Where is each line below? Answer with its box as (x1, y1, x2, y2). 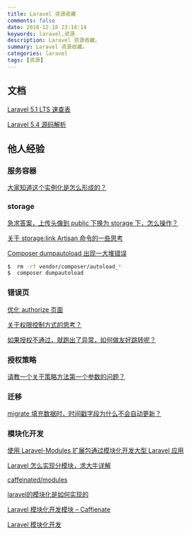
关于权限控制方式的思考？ (7, 320, 82, 329)
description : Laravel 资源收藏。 (7, 37, 100, 44)
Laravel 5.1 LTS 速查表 (7, 104, 71, 114)
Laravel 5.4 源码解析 (7, 120, 66, 129)
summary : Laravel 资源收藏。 (7, 43, 88, 50)
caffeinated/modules (7, 475, 68, 484)
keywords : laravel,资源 (7, 30, 76, 38)
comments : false (7, 17, 55, 24)
